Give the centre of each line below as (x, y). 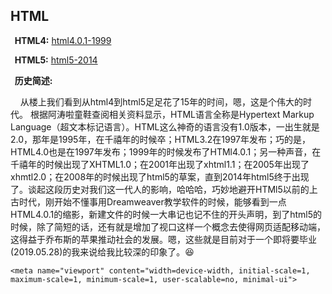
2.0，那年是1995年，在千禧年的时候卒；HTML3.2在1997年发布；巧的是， (161, 139)
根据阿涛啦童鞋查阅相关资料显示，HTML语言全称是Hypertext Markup (172, 114)
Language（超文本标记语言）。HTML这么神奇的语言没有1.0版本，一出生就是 (165, 126)
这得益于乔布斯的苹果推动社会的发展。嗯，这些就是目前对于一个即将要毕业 (163, 239)
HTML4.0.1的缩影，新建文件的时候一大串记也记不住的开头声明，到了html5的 (166, 214)
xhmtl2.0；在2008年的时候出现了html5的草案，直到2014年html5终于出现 (160, 176)
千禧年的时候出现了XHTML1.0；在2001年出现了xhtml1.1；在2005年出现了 (160, 164)
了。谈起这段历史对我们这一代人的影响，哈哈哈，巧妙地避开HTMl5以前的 (160, 189)
